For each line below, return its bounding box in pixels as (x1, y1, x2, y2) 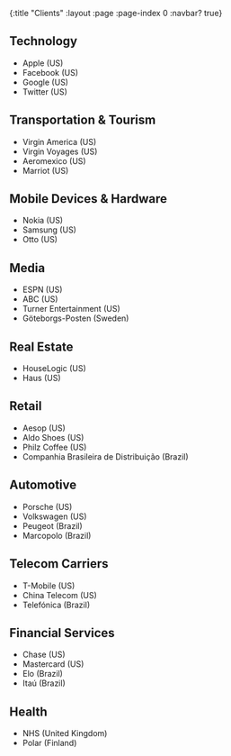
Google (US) (22, 77, 69, 87)
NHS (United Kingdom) (22, 728, 108, 739)
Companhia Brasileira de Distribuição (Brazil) (22, 451, 189, 462)
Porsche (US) (22, 501, 73, 512)
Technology (9, 33, 78, 49)
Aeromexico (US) (22, 155, 87, 166)
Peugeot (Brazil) (22, 520, 83, 531)
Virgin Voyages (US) (22, 146, 98, 157)
